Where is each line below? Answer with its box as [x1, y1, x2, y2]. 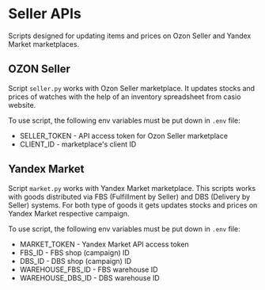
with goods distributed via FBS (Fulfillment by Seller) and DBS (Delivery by [8, 192, 251, 201]
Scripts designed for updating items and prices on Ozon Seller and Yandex [8, 31, 252, 40]
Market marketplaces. [8, 39, 80, 48]
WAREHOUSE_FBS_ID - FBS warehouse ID [19, 265, 158, 274]
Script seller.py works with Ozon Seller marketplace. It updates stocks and [8, 83, 256, 93]
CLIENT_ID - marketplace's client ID [19, 139, 137, 149]
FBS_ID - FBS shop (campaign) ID [19, 247, 131, 258]
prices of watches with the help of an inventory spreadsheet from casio [8, 92, 241, 101]
